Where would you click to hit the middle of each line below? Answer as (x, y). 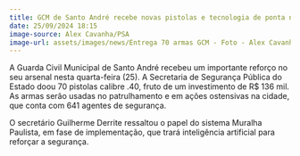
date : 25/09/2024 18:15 (54, 26)
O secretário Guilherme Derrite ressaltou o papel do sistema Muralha (136, 123)
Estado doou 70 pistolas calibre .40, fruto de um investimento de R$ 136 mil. (150, 86)
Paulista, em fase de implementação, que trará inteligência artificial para (142, 132)
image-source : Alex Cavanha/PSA (69, 34)
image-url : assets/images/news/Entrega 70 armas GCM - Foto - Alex (137, 42)
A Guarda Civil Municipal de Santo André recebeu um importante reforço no (149, 68)
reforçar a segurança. (49, 142)
